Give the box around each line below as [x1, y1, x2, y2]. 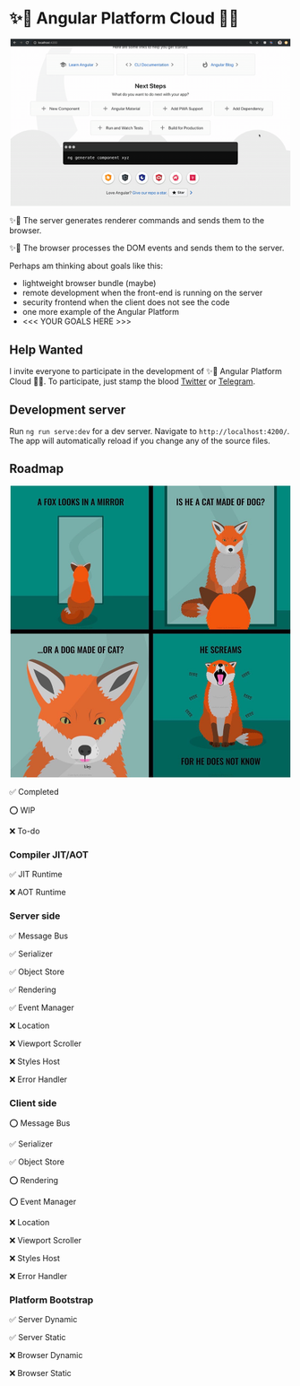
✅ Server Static [9, 1332, 66, 1343]
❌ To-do [9, 825, 40, 837]
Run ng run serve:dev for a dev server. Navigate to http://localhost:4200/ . [9, 426, 290, 436]
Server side [9, 910, 61, 922]
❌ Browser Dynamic [9, 1350, 83, 1361]
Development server [9, 402, 126, 417]
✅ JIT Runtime [9, 869, 63, 880]
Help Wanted [9, 342, 83, 357]
